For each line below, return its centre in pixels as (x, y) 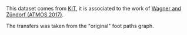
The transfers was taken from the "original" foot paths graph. (80, 26)
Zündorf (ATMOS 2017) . (35, 15)
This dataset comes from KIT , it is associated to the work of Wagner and (93, 8)
